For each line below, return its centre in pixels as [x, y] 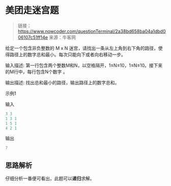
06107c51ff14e [33, 37]
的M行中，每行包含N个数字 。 [36, 71]
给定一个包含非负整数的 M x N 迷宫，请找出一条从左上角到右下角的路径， [82, 48]
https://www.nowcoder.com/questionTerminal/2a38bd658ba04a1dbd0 [92, 31]
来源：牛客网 [63, 37]
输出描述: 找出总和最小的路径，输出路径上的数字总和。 [62, 83]
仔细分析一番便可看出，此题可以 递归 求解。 [50, 178]
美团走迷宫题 [32, 10]
